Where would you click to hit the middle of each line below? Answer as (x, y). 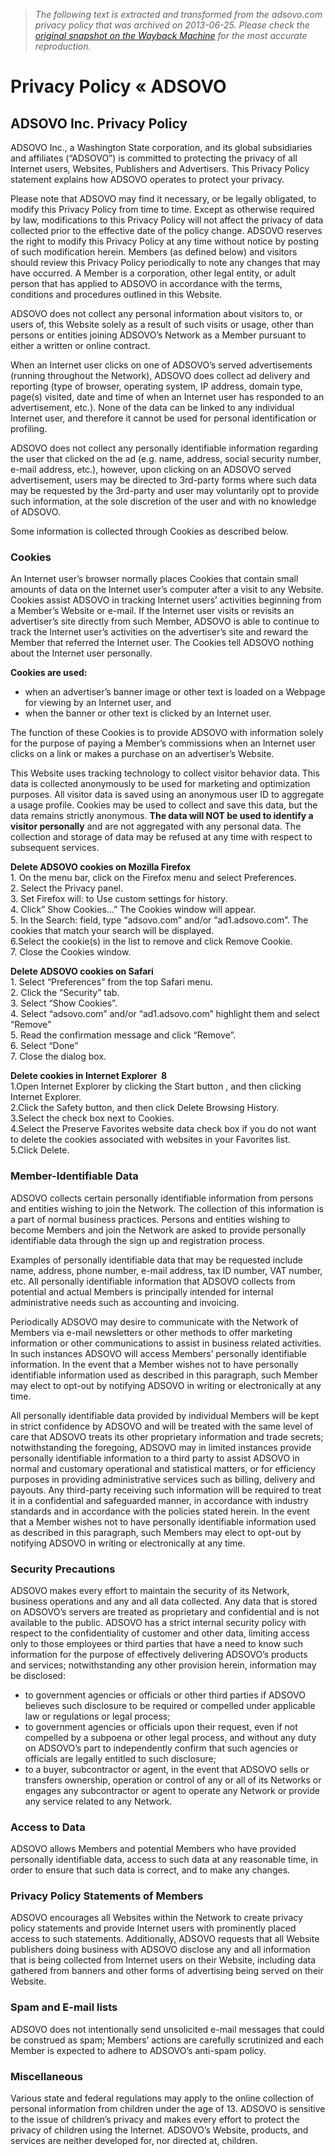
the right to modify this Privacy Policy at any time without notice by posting (164, 241)
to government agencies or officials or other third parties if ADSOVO (165, 1695)
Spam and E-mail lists (64, 2007)
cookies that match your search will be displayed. (112, 931)
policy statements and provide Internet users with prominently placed (153, 1928)
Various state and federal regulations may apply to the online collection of (162, 2098)
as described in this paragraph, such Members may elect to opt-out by (156, 1532)
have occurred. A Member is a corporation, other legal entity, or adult (153, 273)
